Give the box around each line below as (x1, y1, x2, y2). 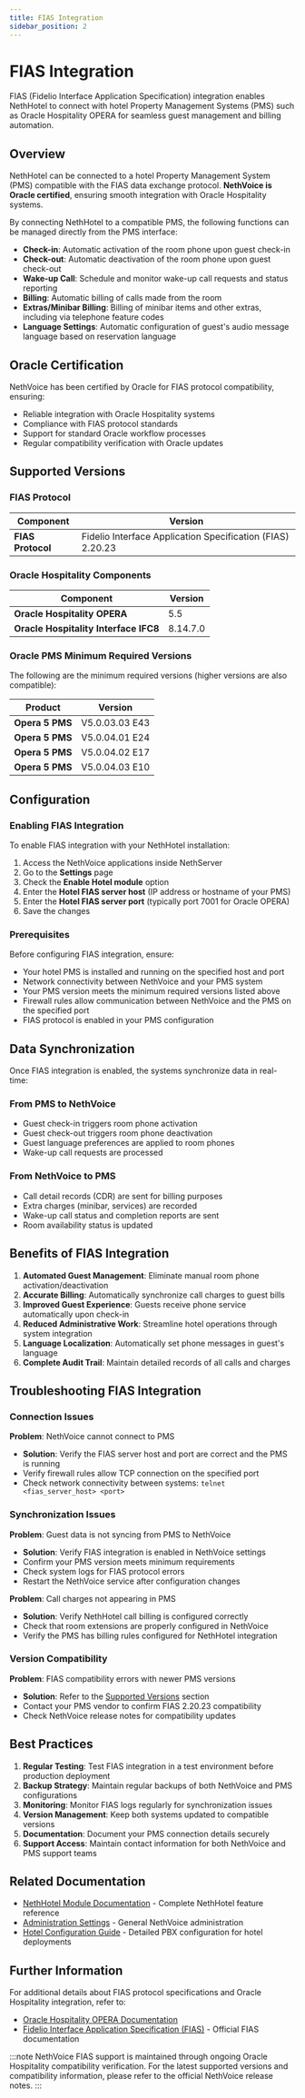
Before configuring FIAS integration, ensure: (9, 949, 174, 960)
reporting (22, 283, 58, 293)
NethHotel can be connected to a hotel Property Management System (9, 170, 271, 182)
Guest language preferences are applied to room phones (22, 1138, 235, 1148)
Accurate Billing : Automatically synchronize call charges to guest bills (22, 1289, 286, 1300)
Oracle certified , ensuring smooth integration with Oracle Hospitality (9, 190, 267, 201)
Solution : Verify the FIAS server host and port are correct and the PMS (22, 1448, 288, 1459)
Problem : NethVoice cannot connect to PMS (9, 1431, 175, 1442)
